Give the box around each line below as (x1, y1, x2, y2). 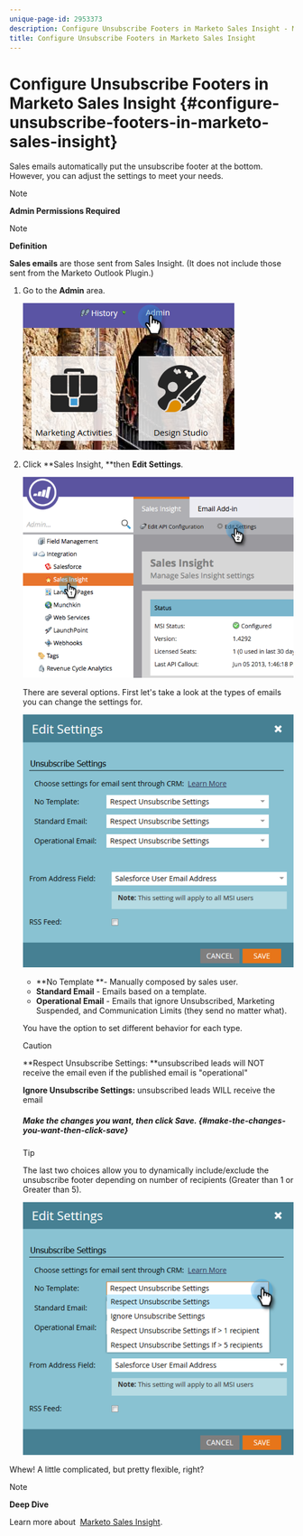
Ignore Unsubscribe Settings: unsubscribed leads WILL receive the (22, 1085, 276, 1096)
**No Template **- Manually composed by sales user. (35, 976, 239, 988)
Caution (22, 1040, 52, 1051)
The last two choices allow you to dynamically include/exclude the (22, 1165, 269, 1176)
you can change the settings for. (22, 696, 143, 707)
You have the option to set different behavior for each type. (22, 1023, 243, 1034)
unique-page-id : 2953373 (9, 14, 103, 23)
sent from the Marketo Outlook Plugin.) (9, 267, 154, 279)
